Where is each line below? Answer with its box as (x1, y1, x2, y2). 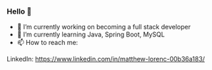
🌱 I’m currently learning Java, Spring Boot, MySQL (16, 30, 165, 39)
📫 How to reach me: (16, 39, 79, 47)
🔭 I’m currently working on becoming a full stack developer (16, 23, 191, 31)
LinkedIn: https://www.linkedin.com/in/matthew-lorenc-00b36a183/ (6, 55, 205, 64)
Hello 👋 (6, 6, 32, 16)
